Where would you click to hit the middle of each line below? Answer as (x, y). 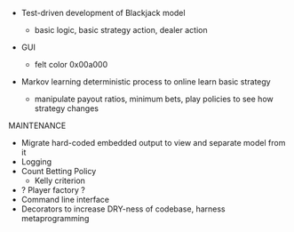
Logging (36, 162)
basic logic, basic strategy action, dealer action (121, 30)
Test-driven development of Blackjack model (103, 13)
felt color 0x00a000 (71, 64)
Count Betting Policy (59, 171)
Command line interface (65, 200)
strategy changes (67, 108)
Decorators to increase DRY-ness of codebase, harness (123, 209)
